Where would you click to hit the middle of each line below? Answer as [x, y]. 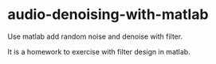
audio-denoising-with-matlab [108, 15]
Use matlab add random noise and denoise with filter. [95, 36]
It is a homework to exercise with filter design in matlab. [99, 51]
